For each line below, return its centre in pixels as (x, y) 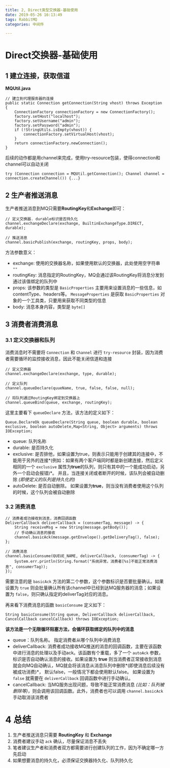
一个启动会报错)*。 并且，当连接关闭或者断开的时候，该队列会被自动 (89, 473)
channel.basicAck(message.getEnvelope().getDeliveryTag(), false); (87, 537)
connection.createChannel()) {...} (43, 178)
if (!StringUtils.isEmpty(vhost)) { (53, 130)
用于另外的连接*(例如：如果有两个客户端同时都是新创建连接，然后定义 (90, 460)
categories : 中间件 (25, 24)
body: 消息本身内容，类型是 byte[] (49, 307)
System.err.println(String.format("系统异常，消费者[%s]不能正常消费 (84, 562)
